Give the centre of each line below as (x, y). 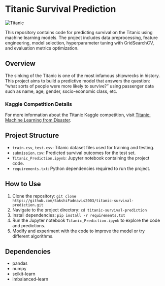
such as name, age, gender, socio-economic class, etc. (61, 91)
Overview (20, 63)
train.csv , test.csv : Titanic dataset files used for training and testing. (83, 147)
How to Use (23, 184)
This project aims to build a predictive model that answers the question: (78, 81)
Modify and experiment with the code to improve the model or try (79, 231)
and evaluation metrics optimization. (42, 48)
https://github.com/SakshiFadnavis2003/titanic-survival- (73, 201)
